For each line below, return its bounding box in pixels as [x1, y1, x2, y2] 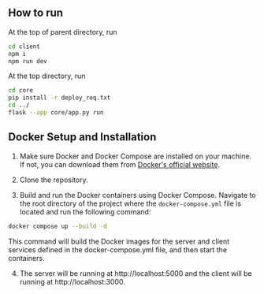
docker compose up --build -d [8, 222, 108, 230]
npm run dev [8, 57, 47, 65]
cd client [8, 43, 41, 50]
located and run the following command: [19, 207, 151, 216]
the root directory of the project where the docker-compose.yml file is [19, 199, 242, 208]
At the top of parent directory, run [8, 27, 117, 36]
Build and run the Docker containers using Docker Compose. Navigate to [19, 190, 256, 199]
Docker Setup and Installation [8, 130, 157, 144]
